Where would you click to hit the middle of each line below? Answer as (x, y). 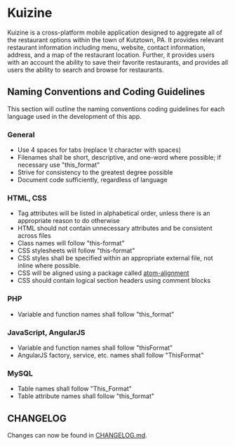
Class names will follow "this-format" (71, 243)
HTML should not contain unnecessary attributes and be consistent (115, 228)
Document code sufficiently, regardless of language (92, 180)
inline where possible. (49, 266)
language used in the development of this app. (74, 116)
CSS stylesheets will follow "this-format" (76, 250)
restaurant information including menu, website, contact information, (106, 47)
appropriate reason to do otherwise (69, 221)
